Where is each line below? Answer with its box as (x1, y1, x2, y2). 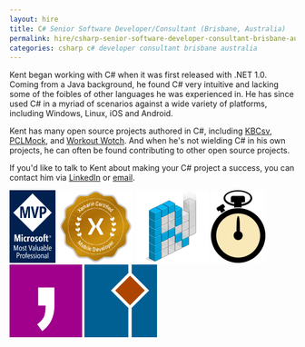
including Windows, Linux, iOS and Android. (9, 108, 174, 119)
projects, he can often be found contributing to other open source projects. (9, 145, 290, 156)
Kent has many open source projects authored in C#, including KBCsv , (9, 125, 272, 136)
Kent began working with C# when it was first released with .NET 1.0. (9, 69, 268, 81)
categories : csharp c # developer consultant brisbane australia (9, 44, 258, 53)
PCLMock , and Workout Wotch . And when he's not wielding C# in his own (9, 135, 286, 146)
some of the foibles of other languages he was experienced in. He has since (9, 89, 295, 100)
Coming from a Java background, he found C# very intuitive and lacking (9, 79, 280, 90)
